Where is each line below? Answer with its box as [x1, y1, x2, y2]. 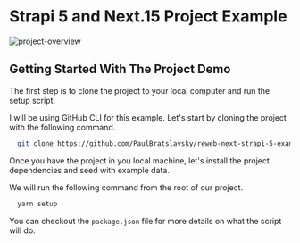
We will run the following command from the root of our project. [9, 181, 244, 193]
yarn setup [17, 199, 58, 208]
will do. [9, 225, 36, 236]
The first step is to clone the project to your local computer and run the [9, 85, 271, 96]
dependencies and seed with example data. [9, 164, 170, 175]
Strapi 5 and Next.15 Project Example [9, 6, 287, 27]
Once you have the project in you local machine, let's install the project [9, 155, 271, 166]
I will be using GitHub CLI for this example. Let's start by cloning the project [9, 112, 287, 122]
